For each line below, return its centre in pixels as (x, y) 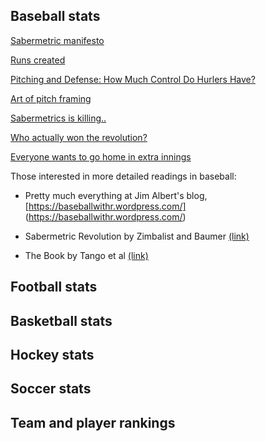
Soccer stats (51, 389)
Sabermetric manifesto (57, 40)
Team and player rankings (93, 422)
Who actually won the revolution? (79, 137)
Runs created (38, 60)
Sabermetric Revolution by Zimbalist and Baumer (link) (137, 236)
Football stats (54, 287)
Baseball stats (55, 16)
